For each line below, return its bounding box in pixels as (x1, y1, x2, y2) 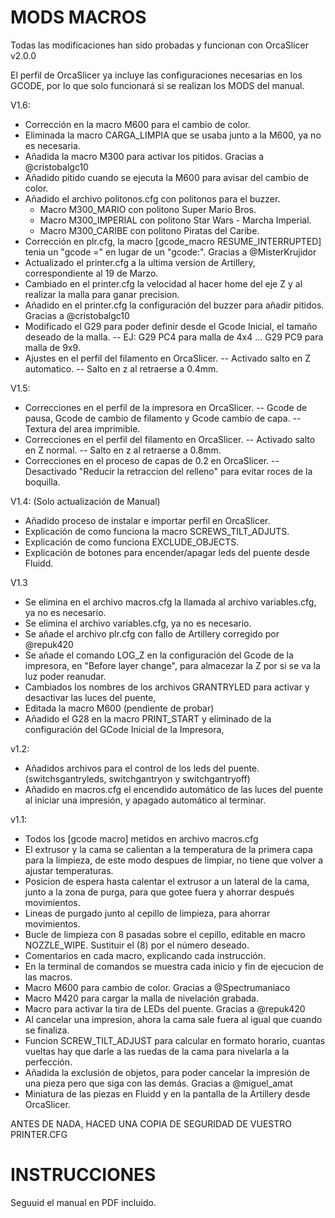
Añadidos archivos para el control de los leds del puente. (24, 762, 260, 774)
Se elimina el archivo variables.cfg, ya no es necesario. (24, 617, 252, 629)
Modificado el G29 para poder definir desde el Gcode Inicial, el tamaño (24, 320, 318, 332)
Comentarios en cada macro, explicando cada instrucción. (24, 949, 267, 961)
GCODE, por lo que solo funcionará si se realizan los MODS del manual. (10, 79, 305, 91)
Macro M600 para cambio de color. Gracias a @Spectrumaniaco (24, 981, 291, 993)
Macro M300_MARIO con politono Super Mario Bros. (39, 203, 257, 215)
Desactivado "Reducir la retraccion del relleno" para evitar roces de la (24, 465, 313, 477)
